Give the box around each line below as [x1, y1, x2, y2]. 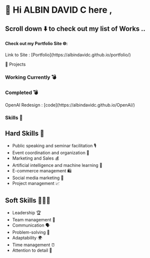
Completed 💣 [5, 89, 38, 96]
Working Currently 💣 [5, 73, 56, 80]
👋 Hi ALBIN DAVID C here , [5, 4, 113, 16]
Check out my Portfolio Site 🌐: [5, 41, 68, 47]
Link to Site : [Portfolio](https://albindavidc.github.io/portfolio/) [5, 51, 131, 58]
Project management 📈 [12, 180, 60, 186]
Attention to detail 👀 [12, 247, 52, 253]
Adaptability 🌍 [12, 235, 43, 240]
